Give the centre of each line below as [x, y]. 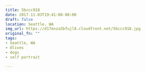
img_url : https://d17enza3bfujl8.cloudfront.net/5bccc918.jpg [73, 29]
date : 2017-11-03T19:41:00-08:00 [41, 15]
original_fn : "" [23, 33]
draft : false [19, 19]
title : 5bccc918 [23, 10]
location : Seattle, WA [29, 24]
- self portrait [23, 57]
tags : [11, 39]
